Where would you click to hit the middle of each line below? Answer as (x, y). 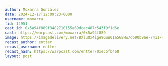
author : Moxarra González (32, 10)
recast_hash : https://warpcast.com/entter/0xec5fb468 (62, 51)
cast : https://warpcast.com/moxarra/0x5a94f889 (56, 33)
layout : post (19, 56)
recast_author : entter (29, 42)
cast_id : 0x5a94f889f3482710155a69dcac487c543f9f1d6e (62, 28)
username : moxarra (24, 19)
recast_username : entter (31, 47)
